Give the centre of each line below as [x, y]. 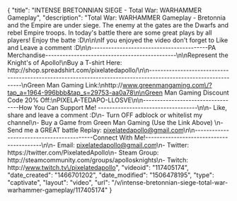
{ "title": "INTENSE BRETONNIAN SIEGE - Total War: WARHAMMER [105, 10]
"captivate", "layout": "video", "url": [59, 182]
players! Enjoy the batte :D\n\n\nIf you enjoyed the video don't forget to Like [118, 40]
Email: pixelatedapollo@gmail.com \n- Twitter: [123, 145]
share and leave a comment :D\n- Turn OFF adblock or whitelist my [105, 115]
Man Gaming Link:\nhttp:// [85, 85]
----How [20, 108]
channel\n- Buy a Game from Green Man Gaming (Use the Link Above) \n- [115, 122]
